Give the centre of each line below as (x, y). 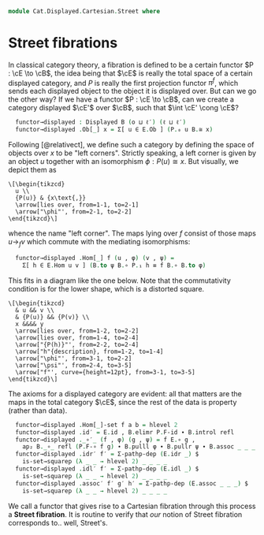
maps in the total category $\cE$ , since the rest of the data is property (123, 402)
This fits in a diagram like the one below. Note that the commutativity (119, 281)
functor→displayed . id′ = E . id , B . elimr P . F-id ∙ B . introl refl (125, 432)
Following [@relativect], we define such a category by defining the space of (131, 145)
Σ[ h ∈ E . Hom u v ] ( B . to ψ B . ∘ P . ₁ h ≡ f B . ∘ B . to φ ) (114, 265)
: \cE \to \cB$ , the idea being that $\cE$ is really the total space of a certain (131, 73)
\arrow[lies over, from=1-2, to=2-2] (77, 331)
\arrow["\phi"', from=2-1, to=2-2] (74, 212)
